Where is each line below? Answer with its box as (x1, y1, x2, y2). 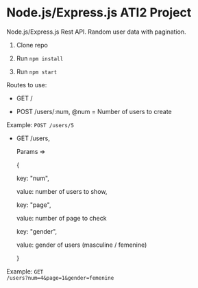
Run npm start (16, 67, 58, 76)
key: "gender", (16, 227, 58, 235)
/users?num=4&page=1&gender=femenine (6, 274, 114, 281)
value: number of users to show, (16, 187, 108, 195)
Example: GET (6, 267, 44, 276)
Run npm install (16, 54, 64, 63)
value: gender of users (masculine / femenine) (16, 241, 147, 249)
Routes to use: (6, 80, 47, 89)
